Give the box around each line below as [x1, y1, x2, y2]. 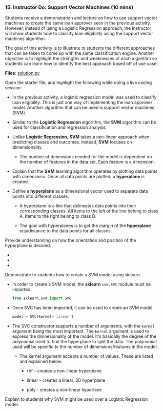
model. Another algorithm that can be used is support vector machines [12, 104, 155, 111]
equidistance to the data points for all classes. [19, 228, 112, 234]
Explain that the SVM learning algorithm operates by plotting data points [12, 168, 158, 174]
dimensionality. [12, 144, 43, 150]
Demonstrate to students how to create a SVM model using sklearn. [5, 272, 141, 278]
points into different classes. [12, 193, 69, 199]
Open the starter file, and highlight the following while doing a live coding [5, 80, 152, 85]
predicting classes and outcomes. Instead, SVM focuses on [12, 139, 132, 145]
